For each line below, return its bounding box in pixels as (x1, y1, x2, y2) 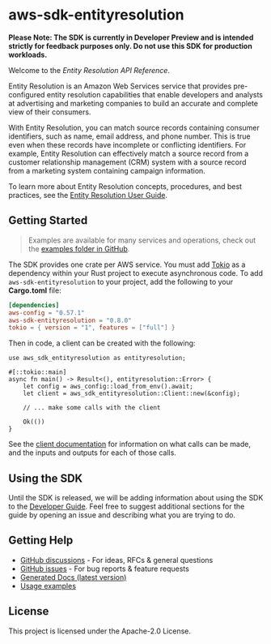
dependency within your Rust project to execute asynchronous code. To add (8, 268, 264, 277)
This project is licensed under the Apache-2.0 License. (8, 626, 192, 636)
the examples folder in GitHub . (28, 243, 130, 253)
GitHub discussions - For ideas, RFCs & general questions (19, 555, 214, 565)
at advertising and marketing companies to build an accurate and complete (8, 98, 259, 108)
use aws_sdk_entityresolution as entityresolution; (8, 354, 186, 363)
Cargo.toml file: (8, 286, 62, 295)
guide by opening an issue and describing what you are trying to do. (8, 510, 236, 520)
